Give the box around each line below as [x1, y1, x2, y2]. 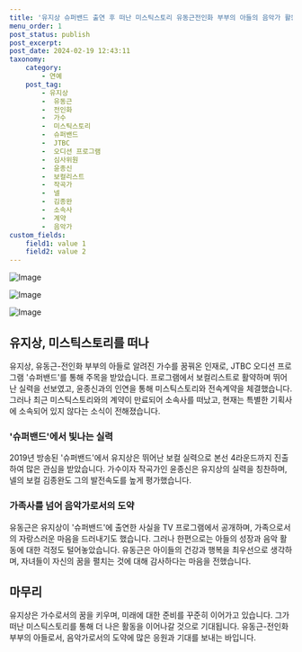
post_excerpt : [9, 38, 63, 48]
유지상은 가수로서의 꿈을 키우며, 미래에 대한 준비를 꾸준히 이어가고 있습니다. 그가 [9, 610, 290, 621]
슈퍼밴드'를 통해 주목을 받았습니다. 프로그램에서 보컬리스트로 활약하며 [28, 371, 271, 382]
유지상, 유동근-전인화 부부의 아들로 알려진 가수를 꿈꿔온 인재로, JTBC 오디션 [9, 361, 276, 371]
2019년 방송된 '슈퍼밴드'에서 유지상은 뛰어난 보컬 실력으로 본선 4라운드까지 [9, 452, 272, 463]
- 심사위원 [41, 155, 79, 165]
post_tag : [25, 80, 63, 89]
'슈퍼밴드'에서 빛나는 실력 [9, 430, 114, 442]
